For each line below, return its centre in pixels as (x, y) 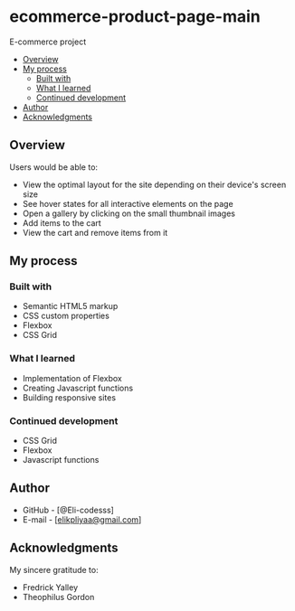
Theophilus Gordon (58, 597)
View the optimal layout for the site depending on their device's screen (154, 184)
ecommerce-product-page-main (135, 17)
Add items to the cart (62, 222)
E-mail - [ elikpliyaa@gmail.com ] (82, 519)
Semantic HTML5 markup (70, 306)
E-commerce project (48, 42)
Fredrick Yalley (50, 587)
